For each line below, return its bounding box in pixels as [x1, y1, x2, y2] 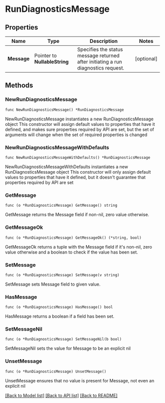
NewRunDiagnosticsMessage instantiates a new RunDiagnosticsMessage [5, 116, 154, 122]
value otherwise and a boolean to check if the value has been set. [5, 249, 138, 255]
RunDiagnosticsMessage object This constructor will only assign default [5, 169, 151, 175]
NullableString [34, 58, 69, 65]
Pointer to [34, 52, 57, 59]
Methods [5, 81, 33, 90]
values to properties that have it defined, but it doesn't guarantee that [5, 174, 146, 180]
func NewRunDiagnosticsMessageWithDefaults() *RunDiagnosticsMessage [5, 155, 151, 160]
